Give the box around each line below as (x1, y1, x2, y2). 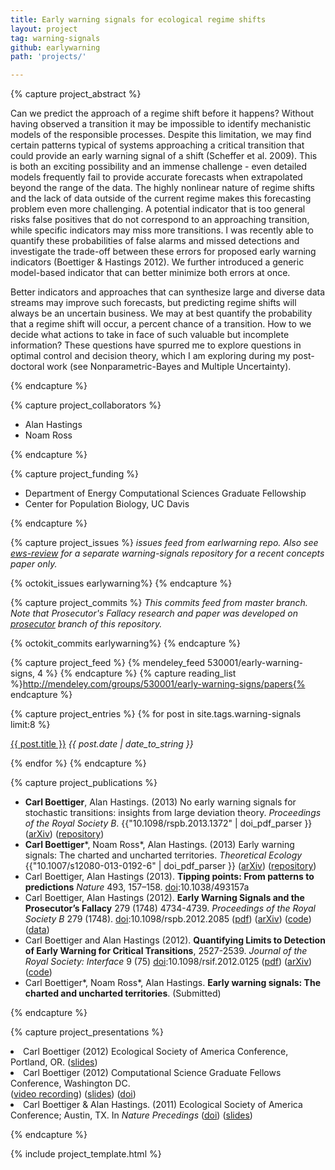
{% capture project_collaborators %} (10, 399, 162, 411)
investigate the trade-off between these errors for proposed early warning (10, 246, 317, 258)
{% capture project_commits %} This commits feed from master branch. (10, 597, 308, 609)
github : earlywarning (10, 42, 101, 53)
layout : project (10, 24, 78, 34)
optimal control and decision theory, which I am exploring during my (10, 350, 291, 362)
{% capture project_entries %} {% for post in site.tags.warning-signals (10, 708, 302, 720)
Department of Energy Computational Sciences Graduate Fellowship (24, 487, 307, 500)
